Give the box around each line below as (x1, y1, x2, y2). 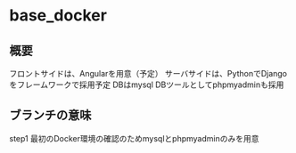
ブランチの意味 (9, 108, 92, 123)
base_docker (9, 5, 107, 26)
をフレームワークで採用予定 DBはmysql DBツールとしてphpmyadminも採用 (9, 79, 284, 90)
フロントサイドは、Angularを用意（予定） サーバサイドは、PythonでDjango (9, 68, 288, 78)
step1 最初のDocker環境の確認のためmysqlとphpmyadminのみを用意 (9, 133, 259, 143)
